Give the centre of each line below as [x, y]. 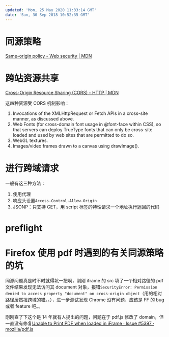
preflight [24, 228]
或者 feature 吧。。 [24, 306]
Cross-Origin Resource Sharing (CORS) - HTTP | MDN [62, 93]
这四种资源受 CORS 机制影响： [37, 103]
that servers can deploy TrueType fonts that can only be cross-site [82, 130]
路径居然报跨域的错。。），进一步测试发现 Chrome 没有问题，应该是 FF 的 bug [85, 300]
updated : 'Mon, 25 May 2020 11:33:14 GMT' [51, 10]
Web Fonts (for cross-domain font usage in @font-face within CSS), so [87, 124]
